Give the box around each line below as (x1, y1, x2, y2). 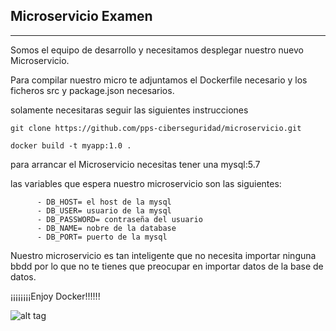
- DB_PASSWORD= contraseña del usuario (36, 214, 203, 224)
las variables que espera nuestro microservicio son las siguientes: (10, 177, 282, 189)
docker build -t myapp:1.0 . (10, 140, 132, 151)
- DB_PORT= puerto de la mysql (36, 232, 168, 242)
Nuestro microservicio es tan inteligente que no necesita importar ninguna (10, 249, 317, 261)
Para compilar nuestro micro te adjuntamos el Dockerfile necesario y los (10, 74, 308, 86)
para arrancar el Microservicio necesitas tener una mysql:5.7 (10, 158, 261, 170)
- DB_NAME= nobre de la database (36, 223, 177, 233)
